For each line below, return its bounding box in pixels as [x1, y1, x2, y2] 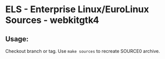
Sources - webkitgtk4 [5, 14, 99, 26]
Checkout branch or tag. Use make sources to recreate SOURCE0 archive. [5, 48, 160, 54]
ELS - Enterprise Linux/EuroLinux [5, 4, 150, 15]
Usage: [5, 35, 29, 43]
